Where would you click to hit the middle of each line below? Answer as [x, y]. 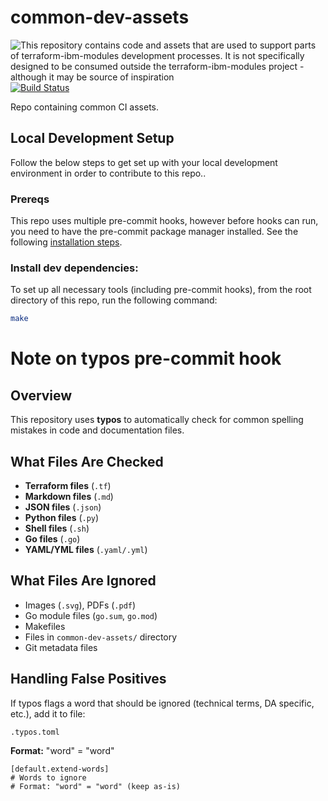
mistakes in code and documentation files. [97, 430]
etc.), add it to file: [48, 713]
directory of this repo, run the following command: [114, 300]
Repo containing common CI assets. [85, 107]
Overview [41, 395]
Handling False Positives [88, 679]
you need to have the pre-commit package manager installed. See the [154, 232]
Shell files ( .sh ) [57, 528]
